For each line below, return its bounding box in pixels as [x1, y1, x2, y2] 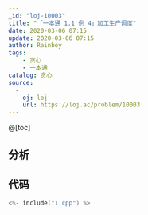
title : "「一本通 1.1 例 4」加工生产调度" [8, 19, 137, 27]
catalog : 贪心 [8, 71, 53, 79]
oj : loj [22, 94, 48, 102]
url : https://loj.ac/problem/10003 [22, 101, 141, 109]
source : [8, 78, 34, 86]
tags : [8, 49, 26, 57]
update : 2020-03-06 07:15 [8, 34, 94, 42]
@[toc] [8, 123, 31, 133]
